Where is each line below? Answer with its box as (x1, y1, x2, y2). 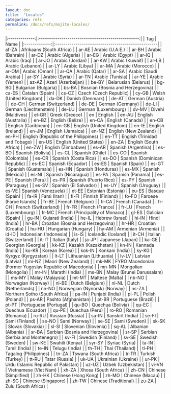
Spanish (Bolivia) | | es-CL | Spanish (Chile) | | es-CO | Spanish (15, 150, 148, 156)
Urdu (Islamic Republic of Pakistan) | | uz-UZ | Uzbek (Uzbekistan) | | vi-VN (5, 361, 163, 368)
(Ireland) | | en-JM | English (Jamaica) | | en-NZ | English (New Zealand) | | (5, 128, 162, 134)
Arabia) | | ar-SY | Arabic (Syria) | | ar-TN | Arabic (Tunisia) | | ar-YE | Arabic (5, 74, 164, 80)
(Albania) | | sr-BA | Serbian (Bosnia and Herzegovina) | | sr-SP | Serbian (5, 329, 157, 335)
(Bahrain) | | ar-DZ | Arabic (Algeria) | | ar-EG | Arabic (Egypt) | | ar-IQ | (5, 52, 154, 58)
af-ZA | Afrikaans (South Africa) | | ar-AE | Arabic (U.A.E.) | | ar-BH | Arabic (5, 47, 162, 53)
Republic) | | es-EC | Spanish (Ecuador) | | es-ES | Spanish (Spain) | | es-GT (5, 160, 164, 167)
